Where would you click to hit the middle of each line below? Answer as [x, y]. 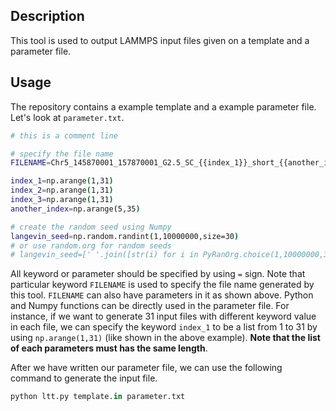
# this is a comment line [64, 135]
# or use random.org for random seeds [91, 245]
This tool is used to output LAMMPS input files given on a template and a [160, 40]
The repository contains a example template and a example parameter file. [163, 106]
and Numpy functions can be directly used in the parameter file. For [150, 306]
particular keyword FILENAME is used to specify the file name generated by [162, 285]
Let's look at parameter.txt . [67, 117]
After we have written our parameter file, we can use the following [146, 368]
